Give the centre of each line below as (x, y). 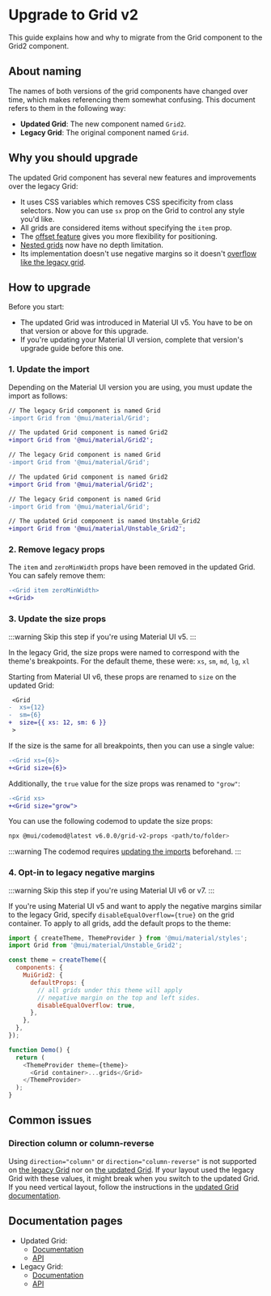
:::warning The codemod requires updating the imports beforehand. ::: (125, 851)
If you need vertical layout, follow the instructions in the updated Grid (123, 1187)
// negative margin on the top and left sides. (119, 998)
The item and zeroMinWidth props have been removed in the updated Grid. (132, 567)
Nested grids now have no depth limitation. (92, 245)
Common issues (50, 1121)
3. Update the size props (57, 619)
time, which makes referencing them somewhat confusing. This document (132, 100)
